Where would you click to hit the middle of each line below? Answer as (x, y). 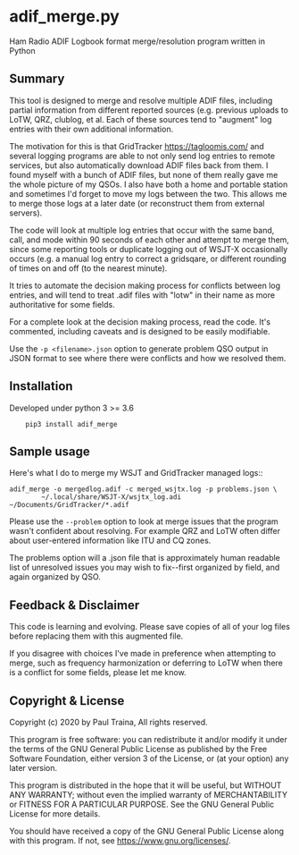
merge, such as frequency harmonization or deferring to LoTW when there (146, 663)
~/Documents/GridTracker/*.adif (69, 505)
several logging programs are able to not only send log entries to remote (142, 156)
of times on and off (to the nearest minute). (88, 268)
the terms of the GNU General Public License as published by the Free (138, 749)
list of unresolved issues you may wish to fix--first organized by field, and (145, 567)
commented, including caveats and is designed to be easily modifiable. (140, 331)
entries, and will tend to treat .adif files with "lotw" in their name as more (142, 295)
